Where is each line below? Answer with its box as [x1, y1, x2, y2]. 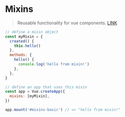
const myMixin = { [5, 34, 43, 39]
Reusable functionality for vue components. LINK [17, 20, 118, 26]
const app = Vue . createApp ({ [5, 89, 65, 94]
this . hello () [14, 43, 41, 48]
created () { [9, 39, 35, 44]
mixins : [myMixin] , [9, 94, 50, 99]
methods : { [9, 53, 32, 58]
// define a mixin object [5, 29, 58, 34]
